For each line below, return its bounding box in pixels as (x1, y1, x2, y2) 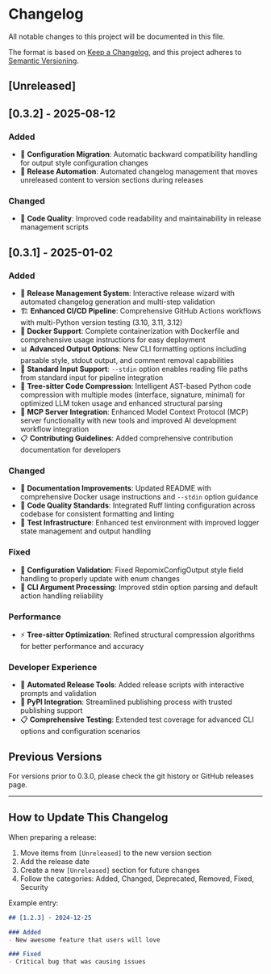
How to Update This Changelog (8, 811, 169, 824)
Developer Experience (8, 661, 98, 673)
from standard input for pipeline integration (19, 373, 164, 382)
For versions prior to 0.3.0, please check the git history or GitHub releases (8, 771, 254, 781)
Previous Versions (8, 749, 102, 764)
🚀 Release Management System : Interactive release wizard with (19, 289, 236, 297)
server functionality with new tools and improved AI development (19, 415, 237, 425)
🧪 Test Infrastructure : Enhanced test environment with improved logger (19, 518, 260, 528)
